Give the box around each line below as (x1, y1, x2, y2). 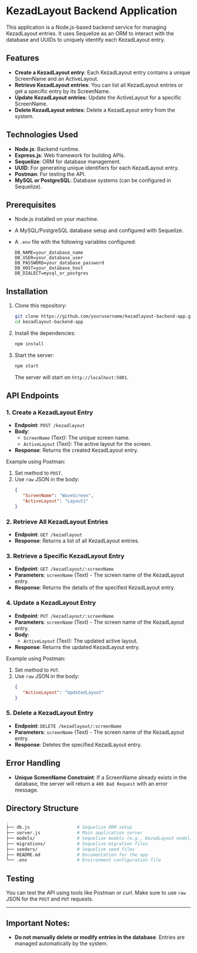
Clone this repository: (14, 302, 67, 309)
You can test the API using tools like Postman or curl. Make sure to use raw (6, 889, 186, 896)
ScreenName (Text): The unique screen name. (23, 434, 130, 441)
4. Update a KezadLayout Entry (6, 599, 96, 607)
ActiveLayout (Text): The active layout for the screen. (23, 441, 152, 448)
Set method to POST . (14, 469, 63, 476)
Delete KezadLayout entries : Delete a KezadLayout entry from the (14, 106, 175, 113)
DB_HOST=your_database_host (14, 265, 83, 272)
